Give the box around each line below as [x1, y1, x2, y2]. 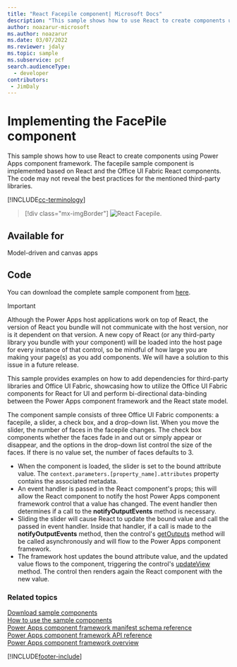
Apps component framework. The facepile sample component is [7, 159, 195, 168]
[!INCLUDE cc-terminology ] [7, 195, 86, 204]
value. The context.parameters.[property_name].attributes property [17, 469, 219, 478]
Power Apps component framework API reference [7, 631, 152, 639]
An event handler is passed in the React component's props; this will [17, 484, 217, 493]
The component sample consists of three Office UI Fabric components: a [7, 410, 219, 418]
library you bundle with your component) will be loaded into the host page [7, 338, 222, 346]
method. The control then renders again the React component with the [17, 567, 223, 576]
